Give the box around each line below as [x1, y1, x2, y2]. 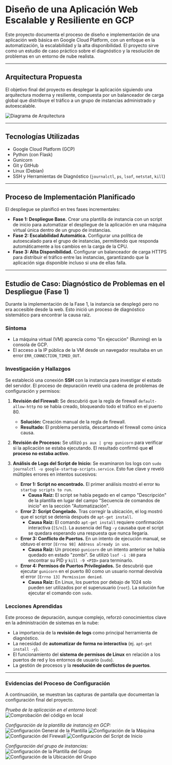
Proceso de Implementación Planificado [5, 193, 136, 201]
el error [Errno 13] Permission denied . [20, 573, 103, 580]
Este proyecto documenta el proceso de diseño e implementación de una [5, 31, 160, 37]
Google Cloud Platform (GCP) [12, 146, 75, 152]
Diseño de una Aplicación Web [5, 4, 138, 15]
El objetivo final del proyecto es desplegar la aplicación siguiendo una [5, 86, 153, 93]
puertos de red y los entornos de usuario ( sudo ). [12, 657, 114, 663]
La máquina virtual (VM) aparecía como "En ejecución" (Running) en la [12, 336, 162, 343]
